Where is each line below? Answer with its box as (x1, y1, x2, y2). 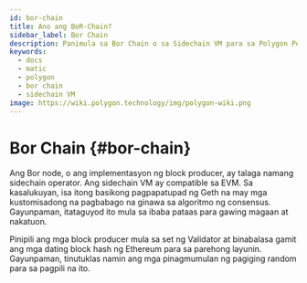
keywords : (9, 47, 48, 57)
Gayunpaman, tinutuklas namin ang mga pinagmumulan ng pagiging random (9, 253, 297, 265)
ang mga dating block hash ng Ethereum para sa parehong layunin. (9, 244, 262, 255)
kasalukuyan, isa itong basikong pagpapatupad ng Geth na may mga (9, 187, 268, 198)
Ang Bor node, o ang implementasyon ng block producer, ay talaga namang (9, 168, 294, 179)
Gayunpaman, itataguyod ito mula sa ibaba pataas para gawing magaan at (9, 206, 289, 217)
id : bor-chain (9, 13, 64, 23)
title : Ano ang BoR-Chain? (9, 22, 112, 31)
